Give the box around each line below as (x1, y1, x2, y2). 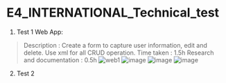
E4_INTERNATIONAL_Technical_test (6, 5, 220, 21)
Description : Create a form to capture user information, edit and (23, 41, 207, 49)
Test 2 (16, 69, 35, 77)
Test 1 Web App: (16, 28, 64, 36)
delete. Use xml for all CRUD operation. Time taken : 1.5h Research (23, 48, 214, 57)
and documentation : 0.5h (23, 55, 98, 64)
